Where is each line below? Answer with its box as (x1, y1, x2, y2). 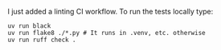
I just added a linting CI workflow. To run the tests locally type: (7, 7, 214, 16)
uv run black (7, 22, 51, 30)
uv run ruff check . (7, 36, 77, 44)
